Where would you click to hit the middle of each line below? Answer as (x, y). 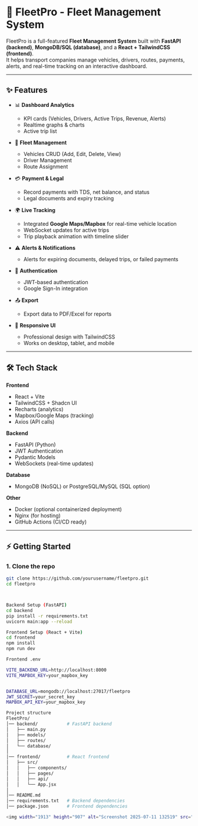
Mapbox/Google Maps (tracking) (54, 415)
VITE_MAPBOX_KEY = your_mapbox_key (47, 675)
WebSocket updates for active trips (66, 230)
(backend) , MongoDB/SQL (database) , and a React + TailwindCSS (88, 47)
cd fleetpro (21, 584)
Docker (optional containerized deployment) (68, 509)
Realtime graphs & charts (54, 125)
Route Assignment (46, 166)
